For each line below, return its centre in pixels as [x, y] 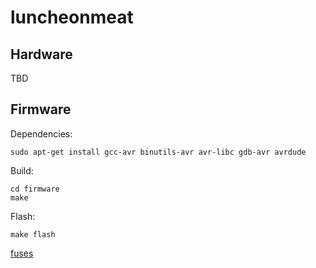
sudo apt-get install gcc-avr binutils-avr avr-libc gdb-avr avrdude [158, 152]
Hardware [41, 54]
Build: [22, 170]
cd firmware [35, 189]
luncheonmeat [72, 17]
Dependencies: [41, 133]
